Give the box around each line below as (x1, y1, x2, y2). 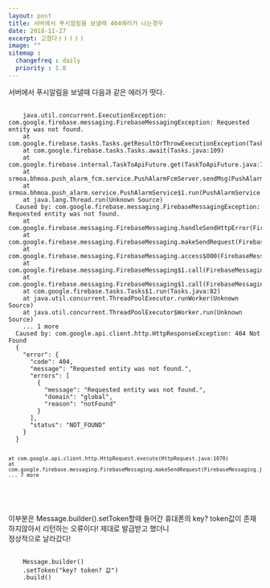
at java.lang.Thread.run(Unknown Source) (22, 195, 163, 204)
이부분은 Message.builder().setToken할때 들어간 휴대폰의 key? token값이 (8, 513, 242, 523)
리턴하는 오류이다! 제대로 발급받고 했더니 (43, 524, 170, 533)
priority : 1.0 (15, 64, 67, 72)
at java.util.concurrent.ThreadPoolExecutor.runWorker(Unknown (22, 294, 239, 302)
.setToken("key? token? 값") (22, 566, 119, 574)
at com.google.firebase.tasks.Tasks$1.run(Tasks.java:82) (22, 287, 221, 295)
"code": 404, (29, 357, 74, 366)
